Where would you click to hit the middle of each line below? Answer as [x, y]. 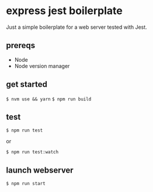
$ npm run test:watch [32, 152]
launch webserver [40, 170]
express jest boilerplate [64, 11]
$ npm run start [26, 184]
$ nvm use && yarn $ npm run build [49, 99]
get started [27, 84]
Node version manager [42, 66]
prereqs [21, 46]
